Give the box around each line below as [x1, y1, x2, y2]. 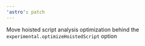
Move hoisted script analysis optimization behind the [6, 26, 139, 33]
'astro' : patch [6, 9, 45, 15]
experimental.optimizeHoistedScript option [6, 32, 117, 40]
